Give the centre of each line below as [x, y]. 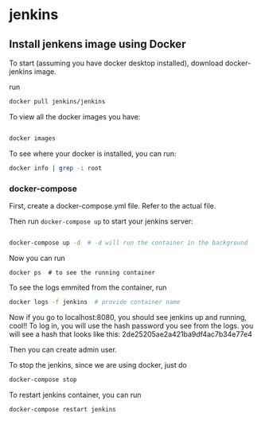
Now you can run [37, 258]
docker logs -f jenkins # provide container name [95, 302]
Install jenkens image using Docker [97, 44]
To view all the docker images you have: [75, 116]
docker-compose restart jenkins [62, 409]
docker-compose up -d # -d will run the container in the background [129, 243]
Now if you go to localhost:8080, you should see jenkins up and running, [128, 317]
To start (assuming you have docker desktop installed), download [116, 63]
